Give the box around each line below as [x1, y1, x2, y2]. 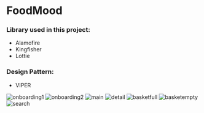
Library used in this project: [6, 26, 90, 34]
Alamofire [15, 39, 41, 46]
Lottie [15, 53, 30, 60]
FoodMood [6, 4, 63, 18]
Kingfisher [15, 46, 42, 53]
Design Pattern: [6, 68, 54, 76]
